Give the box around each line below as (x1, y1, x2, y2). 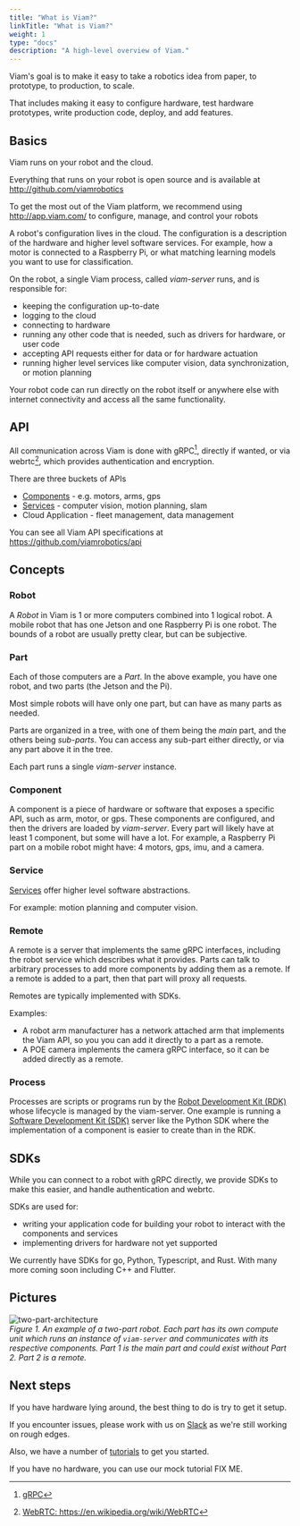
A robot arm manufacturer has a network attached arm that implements (21, 1025, 285, 1036)
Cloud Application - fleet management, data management (21, 510, 234, 521)
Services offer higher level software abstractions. (9, 885, 191, 895)
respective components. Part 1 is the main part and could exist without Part (9, 1343, 287, 1353)
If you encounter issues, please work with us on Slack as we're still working (9, 1419, 287, 1429)
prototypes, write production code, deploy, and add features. (9, 107, 234, 118)
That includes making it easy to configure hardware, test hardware (9, 97, 254, 108)
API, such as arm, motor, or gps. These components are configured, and (9, 813, 275, 824)
